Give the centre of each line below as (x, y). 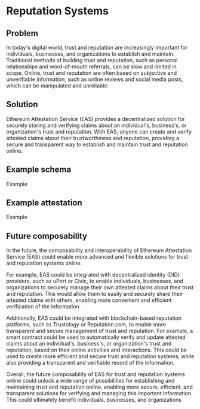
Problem (22, 33)
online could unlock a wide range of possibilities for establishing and (90, 381)
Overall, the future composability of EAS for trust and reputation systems (96, 374)
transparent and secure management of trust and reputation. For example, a (100, 331)
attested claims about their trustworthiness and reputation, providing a (93, 138)
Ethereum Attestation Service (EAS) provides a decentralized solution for (96, 119)
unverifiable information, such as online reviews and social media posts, (95, 79)
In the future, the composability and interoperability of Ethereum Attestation (99, 250)
